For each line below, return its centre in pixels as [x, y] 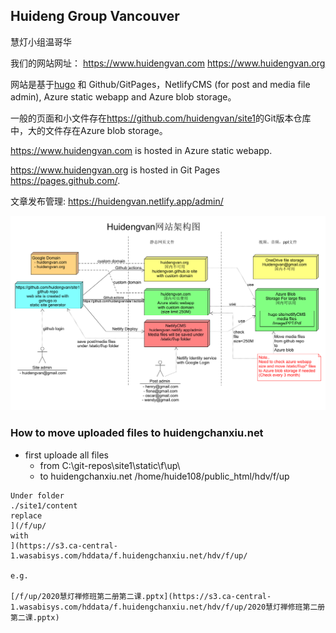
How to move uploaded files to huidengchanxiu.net [137, 433]
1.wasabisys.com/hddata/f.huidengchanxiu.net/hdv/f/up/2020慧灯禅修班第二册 [168, 607]
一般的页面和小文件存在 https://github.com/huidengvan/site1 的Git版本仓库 [161, 118]
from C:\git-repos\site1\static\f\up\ [110, 465]
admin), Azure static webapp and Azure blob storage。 [123, 96]
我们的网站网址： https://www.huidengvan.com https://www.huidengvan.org [168, 63]
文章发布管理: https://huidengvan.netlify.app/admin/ [117, 201]
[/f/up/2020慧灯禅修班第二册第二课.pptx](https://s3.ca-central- [141, 596]
